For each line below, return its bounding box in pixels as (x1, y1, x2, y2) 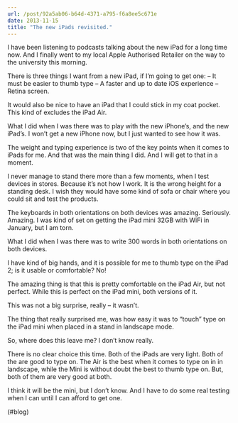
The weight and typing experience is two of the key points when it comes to (7, 143, 229, 152)
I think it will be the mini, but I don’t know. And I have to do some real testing (7, 386, 230, 395)
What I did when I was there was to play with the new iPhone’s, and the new (7, 122, 229, 131)
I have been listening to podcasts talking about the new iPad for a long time (7, 43, 227, 52)
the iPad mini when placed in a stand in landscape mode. (7, 322, 174, 331)
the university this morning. (7, 58, 87, 67)
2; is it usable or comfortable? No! (7, 266, 107, 275)
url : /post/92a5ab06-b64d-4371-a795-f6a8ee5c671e (7, 10, 158, 18)
